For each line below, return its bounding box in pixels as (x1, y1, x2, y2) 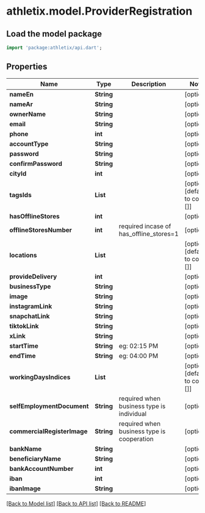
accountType (9, 139, 49, 148)
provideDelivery (9, 272, 57, 281)
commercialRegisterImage (9, 427, 88, 436)
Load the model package (6, 29, 103, 39)
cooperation (118, 434, 154, 443)
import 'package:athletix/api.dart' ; (6, 45, 103, 51)
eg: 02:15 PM (118, 342, 159, 350)
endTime (9, 351, 36, 360)
